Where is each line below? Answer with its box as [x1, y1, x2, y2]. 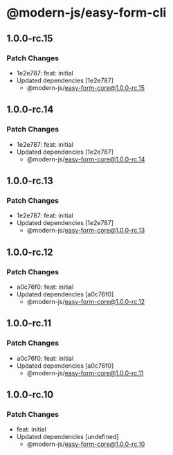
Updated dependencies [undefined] [16, 433, 119, 441]
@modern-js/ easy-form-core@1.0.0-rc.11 [26, 368, 144, 377]
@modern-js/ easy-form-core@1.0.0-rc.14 [26, 154, 145, 163]
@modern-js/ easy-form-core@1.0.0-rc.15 [26, 83, 145, 91]
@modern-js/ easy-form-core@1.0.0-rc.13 [26, 226, 145, 235]
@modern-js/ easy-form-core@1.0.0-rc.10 [26, 440, 145, 448]
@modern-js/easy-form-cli [6, 5, 167, 21]
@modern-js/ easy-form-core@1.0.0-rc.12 [26, 297, 145, 305]
